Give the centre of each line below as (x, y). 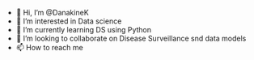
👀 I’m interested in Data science (69, 21)
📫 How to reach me (49, 47)
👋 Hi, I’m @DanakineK (52, 13)
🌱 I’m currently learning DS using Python (84, 30)
